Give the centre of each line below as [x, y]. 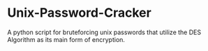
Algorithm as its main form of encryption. [66, 39]
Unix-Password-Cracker [79, 13]
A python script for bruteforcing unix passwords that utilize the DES [104, 32]
